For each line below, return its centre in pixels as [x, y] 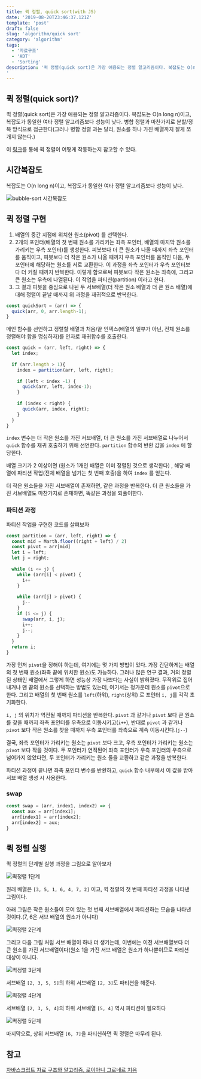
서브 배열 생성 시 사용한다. [36, 777]
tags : [13, 45]
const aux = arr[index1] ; [44, 811]
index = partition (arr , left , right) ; [65, 370]
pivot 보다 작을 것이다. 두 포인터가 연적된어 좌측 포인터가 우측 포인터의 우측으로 [99, 750]
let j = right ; [31, 558]
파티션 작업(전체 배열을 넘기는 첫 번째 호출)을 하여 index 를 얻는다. [94, 473]
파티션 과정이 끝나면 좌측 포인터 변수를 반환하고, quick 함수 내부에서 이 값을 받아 [100, 770]
